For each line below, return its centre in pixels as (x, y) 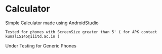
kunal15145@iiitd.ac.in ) (32, 36)
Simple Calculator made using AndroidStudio (52, 23)
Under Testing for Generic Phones (41, 45)
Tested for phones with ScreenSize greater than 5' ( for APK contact (81, 32)
